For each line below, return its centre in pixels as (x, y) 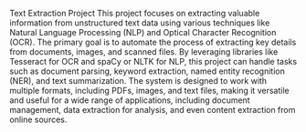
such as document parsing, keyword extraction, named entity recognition (147, 71)
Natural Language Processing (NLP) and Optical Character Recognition (143, 32)
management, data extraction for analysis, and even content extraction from (153, 110)
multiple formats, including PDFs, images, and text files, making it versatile (149, 91)
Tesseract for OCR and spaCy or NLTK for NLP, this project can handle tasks (153, 61)
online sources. (38, 119)
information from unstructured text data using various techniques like (140, 23)
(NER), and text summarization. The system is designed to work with (138, 81)
